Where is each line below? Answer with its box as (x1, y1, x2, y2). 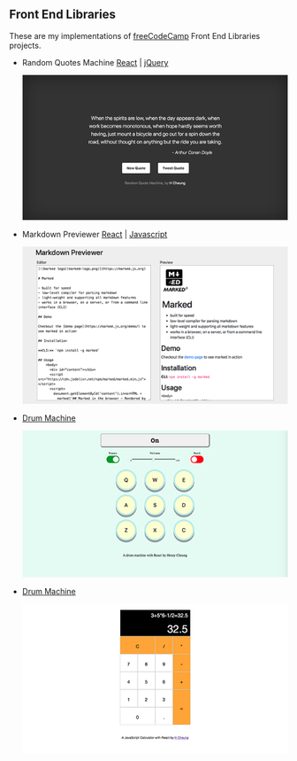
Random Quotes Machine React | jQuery (21, 57, 169, 67)
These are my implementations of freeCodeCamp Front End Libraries (9, 30, 261, 41)
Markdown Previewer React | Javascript (21, 229, 168, 239)
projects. (9, 40, 42, 50)
